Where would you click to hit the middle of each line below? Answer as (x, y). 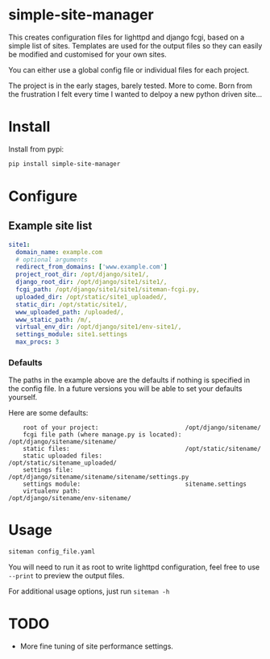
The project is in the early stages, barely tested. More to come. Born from (130, 86)
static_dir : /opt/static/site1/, (72, 304)
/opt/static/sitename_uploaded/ (62, 463)
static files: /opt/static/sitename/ (142, 449)
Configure (43, 196)
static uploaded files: (63, 456)
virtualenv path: (52, 491)
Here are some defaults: (48, 413)
